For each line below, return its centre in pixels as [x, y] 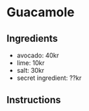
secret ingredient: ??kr [49, 78]
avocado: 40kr [38, 55]
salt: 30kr [30, 70]
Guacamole [41, 12]
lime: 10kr [30, 63]
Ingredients [32, 39]
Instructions [34, 100]
